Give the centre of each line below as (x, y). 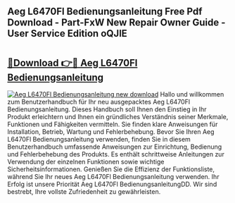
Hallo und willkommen (192, 94)
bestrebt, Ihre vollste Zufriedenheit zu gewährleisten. (84, 192)
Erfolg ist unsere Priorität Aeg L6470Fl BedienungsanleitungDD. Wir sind (112, 184)
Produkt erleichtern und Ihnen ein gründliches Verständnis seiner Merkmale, (118, 117)
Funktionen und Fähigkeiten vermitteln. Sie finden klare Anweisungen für (113, 124)
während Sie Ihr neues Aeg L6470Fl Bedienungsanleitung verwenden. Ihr (113, 177)
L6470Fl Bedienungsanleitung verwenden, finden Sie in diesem (99, 139)
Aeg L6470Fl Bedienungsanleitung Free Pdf (105, 12)
